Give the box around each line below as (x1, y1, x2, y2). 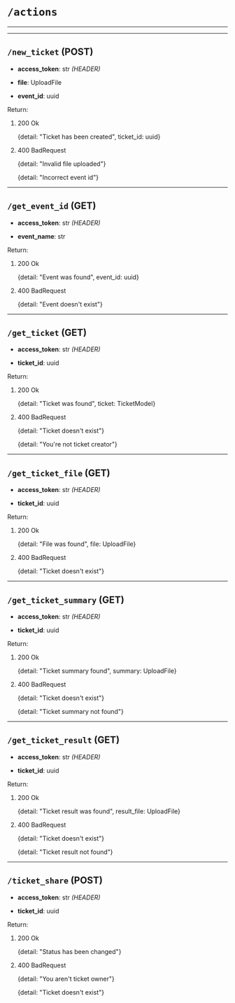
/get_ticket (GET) (7, 326, 87, 338)
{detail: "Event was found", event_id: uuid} (17, 272, 140, 281)
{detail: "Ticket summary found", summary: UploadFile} (17, 667, 177, 675)
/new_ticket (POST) (7, 46, 94, 58)
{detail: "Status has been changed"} (17, 947, 122, 955)
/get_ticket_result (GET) (7, 734, 120, 746)
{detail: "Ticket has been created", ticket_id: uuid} (17, 132, 161, 141)
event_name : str (17, 232, 66, 240)
